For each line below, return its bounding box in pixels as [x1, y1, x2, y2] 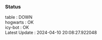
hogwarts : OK [5, 19, 34, 25]
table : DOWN [5, 14, 33, 20]
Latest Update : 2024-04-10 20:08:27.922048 [5, 30, 97, 36]
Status [5, 3, 21, 10]
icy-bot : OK [5, 25, 29, 30]
